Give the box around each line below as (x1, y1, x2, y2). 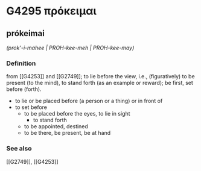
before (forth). (6, 85, 42, 93)
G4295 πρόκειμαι (6, 4, 97, 18)
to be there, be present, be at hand (24, 129, 111, 137)
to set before (14, 104, 47, 111)
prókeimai (6, 28, 45, 39)
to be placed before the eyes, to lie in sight (24, 110, 131, 117)
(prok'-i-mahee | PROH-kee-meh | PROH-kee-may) (6, 44, 135, 51)
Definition (6, 59, 36, 67)
